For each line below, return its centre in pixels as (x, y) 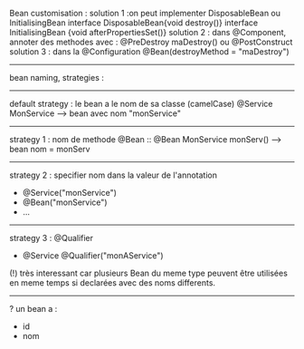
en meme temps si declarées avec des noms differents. (112, 283)
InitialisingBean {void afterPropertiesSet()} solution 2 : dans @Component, (148, 32)
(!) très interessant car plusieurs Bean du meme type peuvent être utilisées (148, 273)
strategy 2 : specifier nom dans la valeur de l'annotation (113, 175)
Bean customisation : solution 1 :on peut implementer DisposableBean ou (145, 13)
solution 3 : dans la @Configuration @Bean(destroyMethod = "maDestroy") (149, 52)
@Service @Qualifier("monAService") (93, 256)
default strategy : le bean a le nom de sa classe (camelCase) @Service (141, 104)
